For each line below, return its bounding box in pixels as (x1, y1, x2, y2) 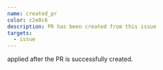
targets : (7, 29, 33, 37)
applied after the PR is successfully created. (7, 55, 133, 63)
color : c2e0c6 (7, 17, 49, 24)
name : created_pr (7, 10, 58, 17)
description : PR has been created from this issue (7, 23, 157, 30)
